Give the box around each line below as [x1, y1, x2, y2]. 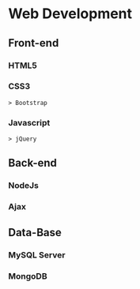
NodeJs [8, 180, 40, 191]
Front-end [8, 36, 59, 50]
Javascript [8, 117, 51, 128]
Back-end [8, 156, 58, 170]
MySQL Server [8, 250, 66, 261]
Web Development [8, 5, 133, 23]
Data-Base [8, 226, 62, 239]
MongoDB [8, 270, 47, 281]
